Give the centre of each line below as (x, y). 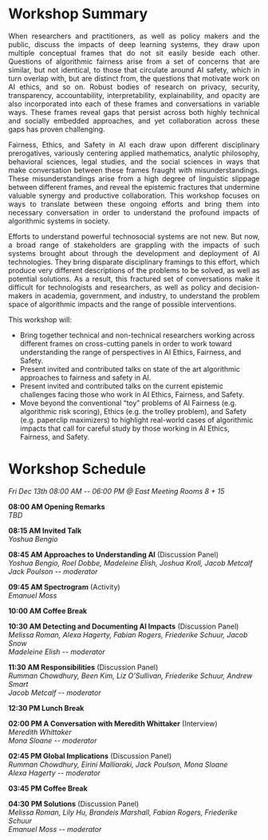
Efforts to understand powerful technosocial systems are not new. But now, (134, 236)
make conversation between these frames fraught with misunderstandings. (134, 170)
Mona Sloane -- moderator (53, 740)
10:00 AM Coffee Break (48, 610)
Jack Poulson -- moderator (53, 571)
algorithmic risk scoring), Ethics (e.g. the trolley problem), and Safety (133, 411)
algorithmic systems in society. (59, 221)
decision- (244, 287)
